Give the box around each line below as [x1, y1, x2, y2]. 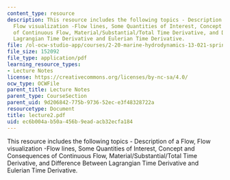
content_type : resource [7, 10, 75, 17]
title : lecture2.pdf [7, 112, 66, 118]
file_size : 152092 [7, 49, 60, 55]
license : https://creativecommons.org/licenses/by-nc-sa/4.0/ [7, 73, 188, 81]
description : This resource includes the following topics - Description [7, 16, 222, 23]
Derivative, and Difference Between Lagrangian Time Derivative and [7, 159, 199, 167]
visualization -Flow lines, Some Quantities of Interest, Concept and [7, 144, 195, 153]
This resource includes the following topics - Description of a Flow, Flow [7, 137, 211, 145]
